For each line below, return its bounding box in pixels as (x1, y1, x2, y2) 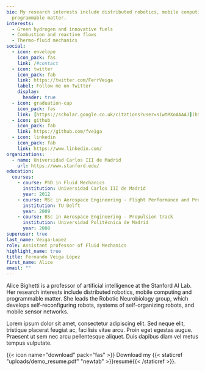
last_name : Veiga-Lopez (6, 236, 67, 242)
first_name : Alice (6, 260, 53, 266)
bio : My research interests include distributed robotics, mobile (6, 9, 179, 15)
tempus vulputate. (6, 339, 52, 347)
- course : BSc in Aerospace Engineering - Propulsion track (17, 214, 173, 220)
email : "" (6, 265, 32, 271)
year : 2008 (22, 225, 51, 231)
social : (6, 43, 26, 50)
